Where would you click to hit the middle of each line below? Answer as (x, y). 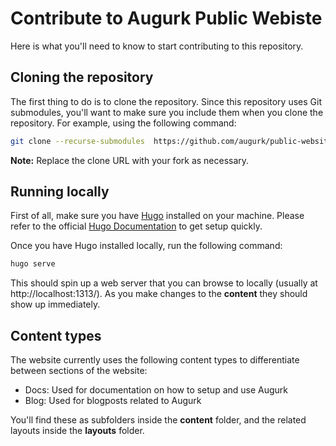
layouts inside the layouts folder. (77, 431)
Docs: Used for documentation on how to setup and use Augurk (156, 390)
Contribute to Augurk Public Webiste (166, 18)
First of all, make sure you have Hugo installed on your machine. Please (157, 216)
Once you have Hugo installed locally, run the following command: (146, 246)
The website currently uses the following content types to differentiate (155, 360)
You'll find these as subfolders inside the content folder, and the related (158, 420)
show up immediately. (55, 304)
